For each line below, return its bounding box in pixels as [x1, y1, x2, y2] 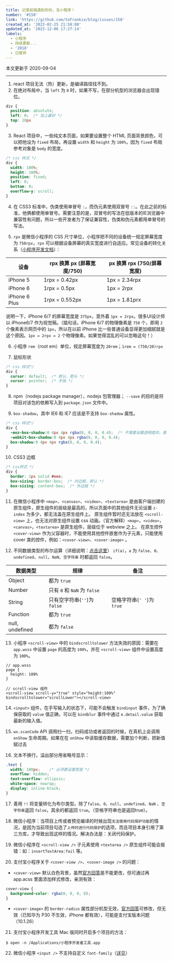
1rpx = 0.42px [43, 276, 79, 283]
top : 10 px [10, 118, 31, 123]
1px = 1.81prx [106, 296, 141, 303]
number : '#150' [6, 12, 38, 17]
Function [8, 611, 30, 618]
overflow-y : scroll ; [10, 189, 54, 194]
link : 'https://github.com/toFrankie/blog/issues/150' [6, 17, 125, 22]
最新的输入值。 [13, 717, 45, 724]
